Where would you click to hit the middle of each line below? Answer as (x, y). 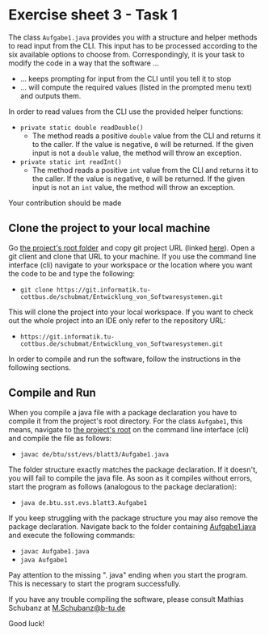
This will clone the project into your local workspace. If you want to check (131, 312)
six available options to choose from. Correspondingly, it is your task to (126, 54)
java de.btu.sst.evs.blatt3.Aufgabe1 (84, 503)
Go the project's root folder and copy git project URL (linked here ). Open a (132, 247)
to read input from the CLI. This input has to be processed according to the (133, 45)
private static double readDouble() (82, 128)
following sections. (40, 367)
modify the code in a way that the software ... (84, 63)
